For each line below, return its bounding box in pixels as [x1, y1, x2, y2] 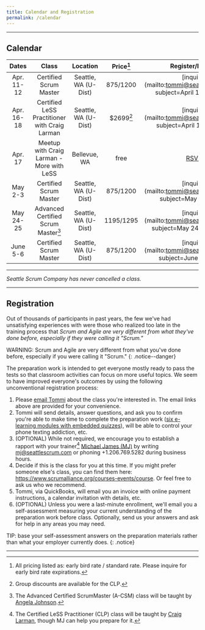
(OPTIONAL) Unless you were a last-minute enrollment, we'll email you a [15, 501, 197, 508]
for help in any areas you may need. [15, 521, 106, 528]
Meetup [38, 138, 61, 147]
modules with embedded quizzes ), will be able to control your [37, 421, 192, 429]
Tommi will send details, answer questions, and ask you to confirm [15, 409, 183, 416]
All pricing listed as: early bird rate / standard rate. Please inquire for [15, 562, 187, 569]
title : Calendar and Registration [6, 9, 95, 15]
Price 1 [112, 61, 131, 71]
